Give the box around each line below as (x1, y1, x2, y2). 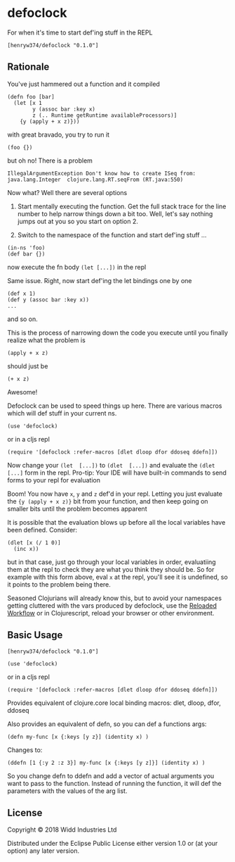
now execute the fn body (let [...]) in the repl (7, 263, 147, 271)
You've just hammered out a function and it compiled (7, 80, 160, 88)
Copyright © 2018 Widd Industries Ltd (7, 825, 117, 834)
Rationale (7, 61, 50, 73)
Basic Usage (7, 629, 63, 642)
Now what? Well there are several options (7, 188, 128, 196)
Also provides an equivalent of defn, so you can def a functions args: (7, 720, 207, 728)
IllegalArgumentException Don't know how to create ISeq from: (7, 170, 196, 177)
